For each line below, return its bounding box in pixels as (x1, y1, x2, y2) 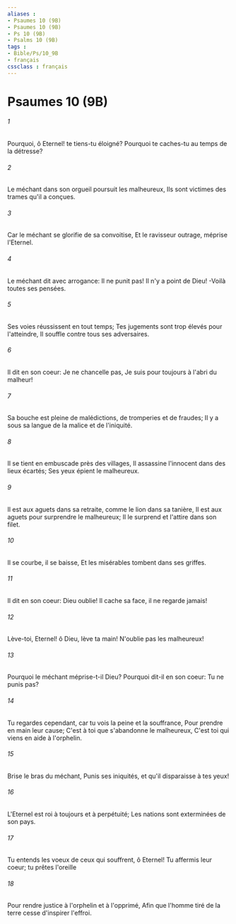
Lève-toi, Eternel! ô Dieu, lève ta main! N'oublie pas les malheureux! (7, 635, 204, 643)
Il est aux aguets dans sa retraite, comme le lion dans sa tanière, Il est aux (7, 505, 223, 514)
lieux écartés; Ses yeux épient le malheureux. (7, 467, 140, 475)
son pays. (7, 818, 36, 826)
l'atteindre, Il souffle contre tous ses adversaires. (7, 329, 150, 338)
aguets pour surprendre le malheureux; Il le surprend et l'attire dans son (7, 512, 217, 521)
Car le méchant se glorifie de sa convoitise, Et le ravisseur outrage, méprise (7, 231, 228, 240)
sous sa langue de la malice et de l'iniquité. (7, 421, 133, 429)
